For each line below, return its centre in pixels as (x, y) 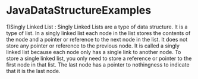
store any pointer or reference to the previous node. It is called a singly (93, 46)
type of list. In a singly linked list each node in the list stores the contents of (98, 33)
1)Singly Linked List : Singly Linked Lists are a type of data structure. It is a (97, 27)
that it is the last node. (33, 71)
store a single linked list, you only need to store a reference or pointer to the (99, 58)
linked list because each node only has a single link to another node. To (94, 52)
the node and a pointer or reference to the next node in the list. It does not (97, 39)
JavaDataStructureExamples (79, 10)
